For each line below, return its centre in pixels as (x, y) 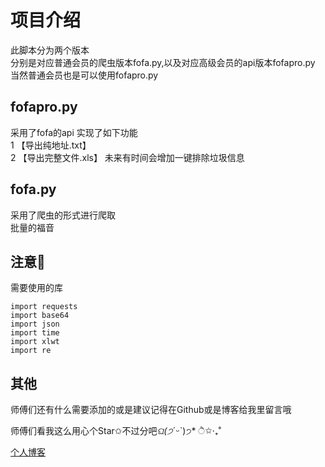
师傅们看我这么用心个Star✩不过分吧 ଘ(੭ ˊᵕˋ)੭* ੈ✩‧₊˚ (116, 431)
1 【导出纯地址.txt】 (51, 145)
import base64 (40, 316)
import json (35, 324)
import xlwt (35, 342)
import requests (44, 307)
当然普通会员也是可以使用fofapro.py (84, 75)
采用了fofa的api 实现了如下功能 (74, 132)
